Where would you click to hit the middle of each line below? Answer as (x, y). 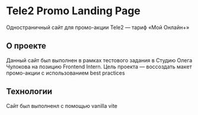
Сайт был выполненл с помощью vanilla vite (62, 106)
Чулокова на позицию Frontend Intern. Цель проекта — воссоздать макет (99, 66)
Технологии (29, 92)
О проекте (26, 46)
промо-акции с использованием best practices (66, 73)
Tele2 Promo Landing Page (74, 11)
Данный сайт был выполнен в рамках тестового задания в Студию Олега (99, 60)
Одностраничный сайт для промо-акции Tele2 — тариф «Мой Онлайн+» (98, 27)
